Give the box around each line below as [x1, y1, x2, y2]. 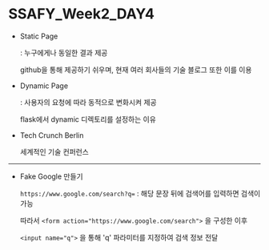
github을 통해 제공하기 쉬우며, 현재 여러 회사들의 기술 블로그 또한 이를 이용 [19, 65, 252, 75]
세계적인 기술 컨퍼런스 [19, 147, 90, 156]
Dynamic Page [19, 81, 69, 91]
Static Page [19, 31, 58, 41]
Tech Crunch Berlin [19, 130, 84, 140]
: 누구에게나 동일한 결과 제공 [19, 47, 108, 57]
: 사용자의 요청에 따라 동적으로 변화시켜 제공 [19, 97, 158, 107]
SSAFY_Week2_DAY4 [8, 5, 155, 23]
